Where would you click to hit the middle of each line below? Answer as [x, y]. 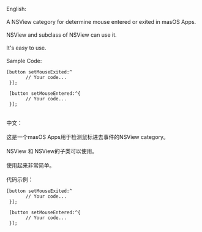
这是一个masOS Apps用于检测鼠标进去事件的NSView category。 [88, 137]
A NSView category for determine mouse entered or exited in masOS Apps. [101, 22]
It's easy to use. [27, 48]
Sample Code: [24, 61]
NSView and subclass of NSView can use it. [62, 35]
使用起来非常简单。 [31, 165]
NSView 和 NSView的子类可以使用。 [52, 151]
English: [16, 9]
